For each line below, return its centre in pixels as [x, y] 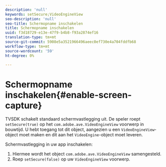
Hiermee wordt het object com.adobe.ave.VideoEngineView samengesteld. [87, 154]
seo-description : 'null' [31, 19]
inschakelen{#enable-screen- [69, 95]
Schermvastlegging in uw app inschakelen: [49, 144]
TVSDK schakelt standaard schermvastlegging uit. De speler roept [73, 119]
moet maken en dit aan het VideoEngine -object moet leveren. [81, 135]
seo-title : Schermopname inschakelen [44, 23]
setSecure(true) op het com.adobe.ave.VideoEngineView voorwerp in [75, 125]
